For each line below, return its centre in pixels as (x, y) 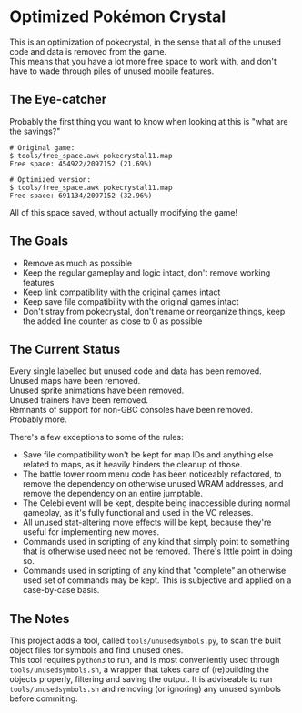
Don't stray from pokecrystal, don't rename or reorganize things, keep (154, 311)
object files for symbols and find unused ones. (96, 650)
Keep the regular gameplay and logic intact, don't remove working (146, 272)
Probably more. (38, 419)
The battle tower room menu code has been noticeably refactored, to (152, 474)
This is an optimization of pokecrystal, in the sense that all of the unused (146, 42)
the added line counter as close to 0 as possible (112, 321)
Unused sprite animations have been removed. (97, 391)
